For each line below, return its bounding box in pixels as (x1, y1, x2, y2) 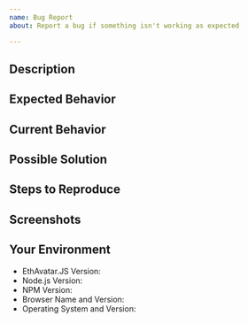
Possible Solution (9, 152, 108, 167)
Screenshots (9, 211, 81, 227)
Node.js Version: (21, 275, 83, 286)
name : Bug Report (9, 12, 74, 22)
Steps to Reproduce (9, 182, 121, 197)
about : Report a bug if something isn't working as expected (9, 21, 240, 30)
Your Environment (9, 242, 111, 258)
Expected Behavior (9, 92, 117, 107)
